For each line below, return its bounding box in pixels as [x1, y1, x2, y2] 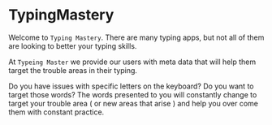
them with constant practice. [8, 107, 105, 117]
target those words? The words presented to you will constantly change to [8, 89, 257, 99]
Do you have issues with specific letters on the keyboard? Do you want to [8, 81, 254, 91]
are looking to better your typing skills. [8, 41, 137, 50]
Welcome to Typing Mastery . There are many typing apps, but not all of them [8, 32, 265, 42]
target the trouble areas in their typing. [8, 65, 138, 75]
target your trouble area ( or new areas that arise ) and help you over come [8, 98, 258, 108]
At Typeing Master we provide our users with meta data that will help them [8, 57, 257, 67]
